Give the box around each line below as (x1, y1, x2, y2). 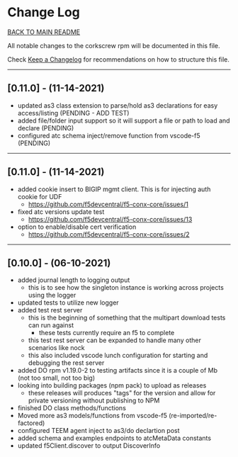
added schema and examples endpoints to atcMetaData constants (17, 434, 211, 443)
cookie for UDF (17, 192, 62, 201)
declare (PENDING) (17, 123, 74, 132)
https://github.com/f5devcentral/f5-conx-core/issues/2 (28, 230, 190, 238)
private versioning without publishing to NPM (28, 396, 160, 405)
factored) (17, 419, 45, 427)
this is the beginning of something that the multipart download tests (28, 313, 226, 322)
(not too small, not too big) (17, 373, 96, 383)
